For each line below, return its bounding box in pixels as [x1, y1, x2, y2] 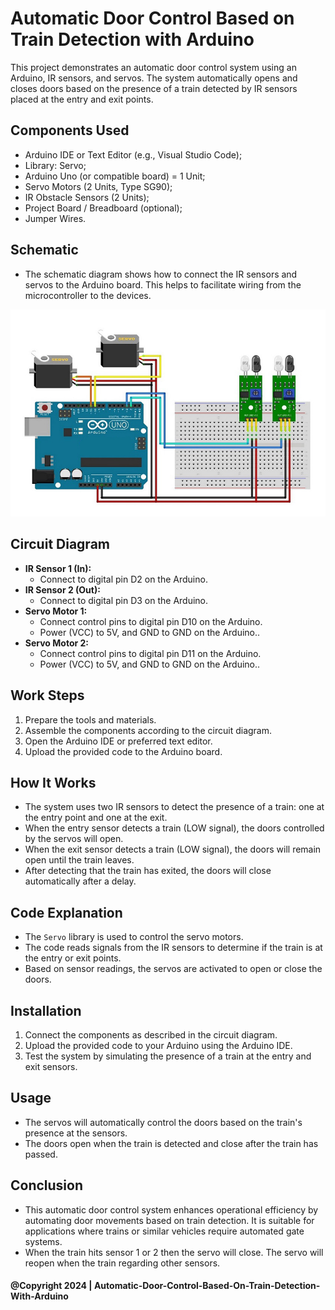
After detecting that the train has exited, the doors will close [24, 865, 272, 877]
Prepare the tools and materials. [24, 713, 157, 726]
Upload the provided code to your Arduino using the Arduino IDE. [24, 1039, 293, 1051]
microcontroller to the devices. [24, 289, 152, 301]
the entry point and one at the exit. [24, 812, 168, 824]
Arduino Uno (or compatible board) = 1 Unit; [24, 170, 206, 182]
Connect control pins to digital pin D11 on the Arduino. [39, 647, 262, 659]
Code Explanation [10, 904, 123, 921]
